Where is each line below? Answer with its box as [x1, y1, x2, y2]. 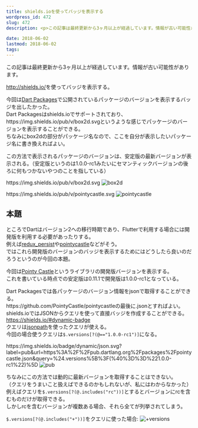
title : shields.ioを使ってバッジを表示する [6, 8, 104, 15]
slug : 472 [6, 19, 31, 25]
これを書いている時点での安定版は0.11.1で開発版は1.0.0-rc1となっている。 [6, 275, 182, 282]
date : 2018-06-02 [6, 36, 49, 42]
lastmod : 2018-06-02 [6, 41, 57, 47]
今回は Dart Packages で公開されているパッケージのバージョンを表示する [6, 95, 181, 103]
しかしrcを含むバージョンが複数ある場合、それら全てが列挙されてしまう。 [6, 403, 186, 410]
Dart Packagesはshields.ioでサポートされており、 [6, 110, 127, 118]
